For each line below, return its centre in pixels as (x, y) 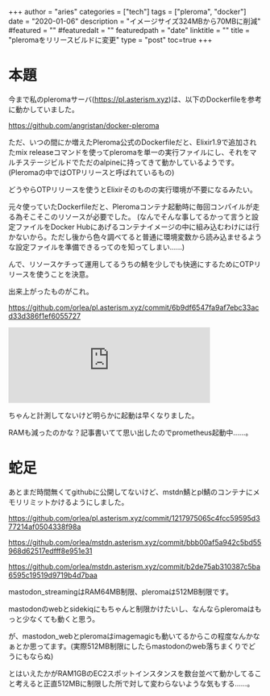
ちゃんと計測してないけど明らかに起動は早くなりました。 (104, 415)
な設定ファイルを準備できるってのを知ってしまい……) (97, 247)
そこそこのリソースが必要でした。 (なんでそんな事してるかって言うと (137, 216)
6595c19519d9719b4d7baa (53, 575)
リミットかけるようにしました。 (75, 502)
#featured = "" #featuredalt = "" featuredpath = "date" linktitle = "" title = (129, 30)
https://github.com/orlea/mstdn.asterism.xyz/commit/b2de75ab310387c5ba (134, 566)
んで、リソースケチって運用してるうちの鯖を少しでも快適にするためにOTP (131, 264)
